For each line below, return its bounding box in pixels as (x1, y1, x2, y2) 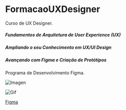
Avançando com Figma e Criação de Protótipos (5, 57, 107, 63)
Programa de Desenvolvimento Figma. (5, 69, 85, 76)
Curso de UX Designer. (5, 20, 53, 26)
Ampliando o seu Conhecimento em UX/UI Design (5, 44, 112, 50)
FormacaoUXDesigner (5, 4, 100, 15)
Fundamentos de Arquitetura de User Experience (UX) (5, 32, 121, 38)
